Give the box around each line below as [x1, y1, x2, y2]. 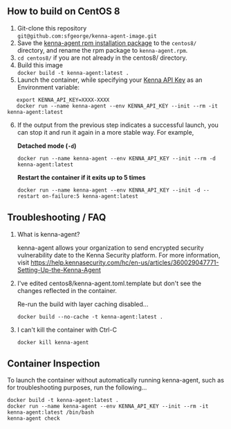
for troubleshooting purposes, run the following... [7, 383, 147, 392]
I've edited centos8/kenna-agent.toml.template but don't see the [17, 279, 202, 287]
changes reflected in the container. [17, 286, 118, 294]
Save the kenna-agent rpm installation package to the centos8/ [17, 38, 197, 47]
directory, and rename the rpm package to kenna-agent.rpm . [17, 46, 188, 54]
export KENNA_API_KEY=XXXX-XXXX [16, 96, 110, 103]
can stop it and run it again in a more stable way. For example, [17, 128, 194, 136]
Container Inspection [7, 357, 100, 370]
